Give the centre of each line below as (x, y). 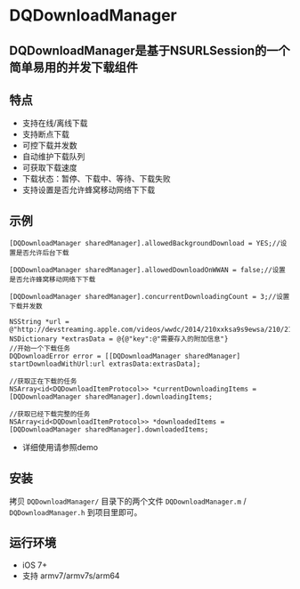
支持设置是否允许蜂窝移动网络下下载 (89, 190)
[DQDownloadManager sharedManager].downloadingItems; (111, 397)
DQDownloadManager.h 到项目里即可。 (76, 512)
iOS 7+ (34, 565)
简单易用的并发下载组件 (73, 67)
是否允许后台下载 (42, 253)
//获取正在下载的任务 (43, 382)
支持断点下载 (45, 134)
